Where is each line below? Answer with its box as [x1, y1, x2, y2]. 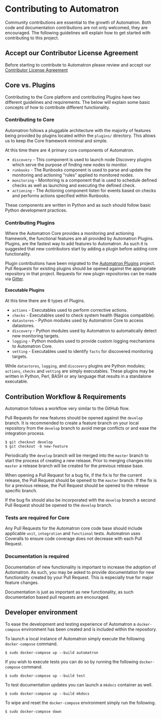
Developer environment [5, 608, 78, 617]
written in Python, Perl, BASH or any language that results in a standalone [5, 373, 151, 379]
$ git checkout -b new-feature [5, 444, 68, 449]
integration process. [5, 431, 45, 436]
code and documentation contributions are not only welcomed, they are [5, 24, 148, 30]
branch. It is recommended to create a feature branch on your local [5, 420, 139, 426]
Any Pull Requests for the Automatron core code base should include [5, 525, 143, 531]
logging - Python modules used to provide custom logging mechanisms [12, 338, 155, 344]
